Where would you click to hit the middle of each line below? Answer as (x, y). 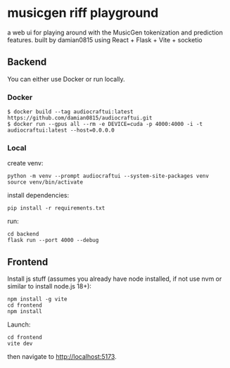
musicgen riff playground (83, 13)
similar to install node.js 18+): (49, 286)
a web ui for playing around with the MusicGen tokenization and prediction (115, 32)
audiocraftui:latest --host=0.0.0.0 (61, 131)
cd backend (23, 234)
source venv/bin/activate (45, 182)
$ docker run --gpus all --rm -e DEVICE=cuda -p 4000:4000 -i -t (105, 125)
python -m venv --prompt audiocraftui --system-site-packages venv (108, 176)
